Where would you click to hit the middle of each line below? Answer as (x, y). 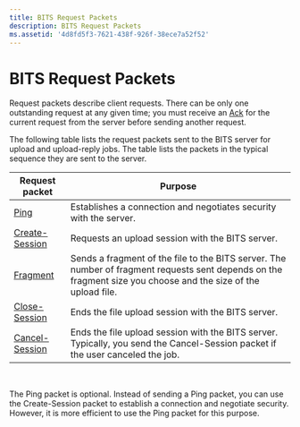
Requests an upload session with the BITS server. (174, 238)
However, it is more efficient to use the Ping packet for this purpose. (134, 414)
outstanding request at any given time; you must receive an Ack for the (140, 113)
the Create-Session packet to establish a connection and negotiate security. (149, 404)
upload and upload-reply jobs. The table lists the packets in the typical (139, 149)
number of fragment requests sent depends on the (176, 269)
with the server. (103, 218)
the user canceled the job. (125, 354)
